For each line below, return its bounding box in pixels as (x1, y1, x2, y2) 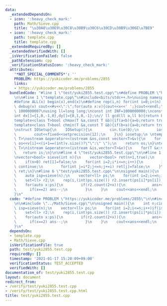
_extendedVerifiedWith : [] (9, 49, 66, 54)
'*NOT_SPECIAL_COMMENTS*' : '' (14, 72, 77, 77)
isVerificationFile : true (9, 243, 64, 247)
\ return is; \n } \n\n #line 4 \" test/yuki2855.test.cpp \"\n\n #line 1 (14, 150, 162, 155)
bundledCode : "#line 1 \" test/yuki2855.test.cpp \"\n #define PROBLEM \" (9, 90, 162, 95)
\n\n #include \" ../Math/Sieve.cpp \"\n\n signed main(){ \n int (14, 201, 150, 206)
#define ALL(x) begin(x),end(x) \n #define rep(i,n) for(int (14, 100, 139, 105)
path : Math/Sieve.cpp (14, 21, 59, 26)
